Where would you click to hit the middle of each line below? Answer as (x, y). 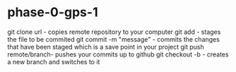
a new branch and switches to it (54, 61)
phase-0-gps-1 (53, 12)
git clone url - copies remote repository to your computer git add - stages (114, 32)
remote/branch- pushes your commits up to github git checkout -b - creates (118, 54)
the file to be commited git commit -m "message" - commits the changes (114, 39)
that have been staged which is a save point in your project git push (106, 47)
